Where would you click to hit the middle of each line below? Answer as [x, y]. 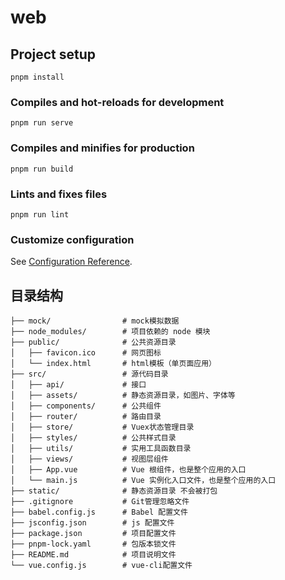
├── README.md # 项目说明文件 [93, 555]
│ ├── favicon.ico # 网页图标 [86, 353]
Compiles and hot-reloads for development [117, 102]
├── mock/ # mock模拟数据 [95, 321]
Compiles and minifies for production [102, 148]
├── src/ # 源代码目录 [89, 374]
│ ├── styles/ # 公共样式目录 [93, 438]
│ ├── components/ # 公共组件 [86, 406]
